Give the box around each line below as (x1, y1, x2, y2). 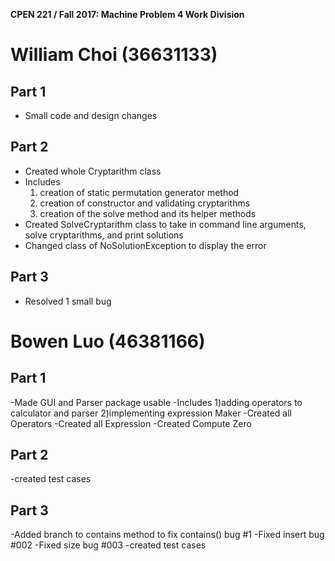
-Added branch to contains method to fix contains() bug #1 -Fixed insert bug (10, 529, 325, 541)
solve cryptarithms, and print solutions (24, 229, 184, 241)
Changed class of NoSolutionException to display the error (24, 239, 267, 251)
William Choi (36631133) (10, 44, 218, 66)
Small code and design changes (24, 110, 158, 121)
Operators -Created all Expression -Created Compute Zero (10, 417, 252, 429)
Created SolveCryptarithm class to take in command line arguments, (24, 218, 307, 230)
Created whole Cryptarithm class (24, 165, 162, 177)
